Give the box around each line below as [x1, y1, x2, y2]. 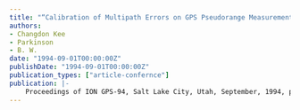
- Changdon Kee [9, 29, 66, 38]
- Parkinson [9, 37, 54, 47]
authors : [9, 21, 42, 30]
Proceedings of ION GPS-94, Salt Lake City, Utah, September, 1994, [25, 87, 286, 96]
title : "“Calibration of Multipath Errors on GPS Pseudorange [9, 12, 246, 22]
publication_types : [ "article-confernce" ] [9, 71, 170, 80]
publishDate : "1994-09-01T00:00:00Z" [9, 63, 150, 72]
